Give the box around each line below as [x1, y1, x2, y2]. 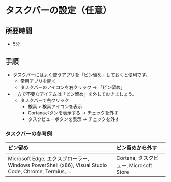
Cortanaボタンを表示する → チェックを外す [27, 110, 119, 116]
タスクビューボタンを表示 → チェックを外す [27, 116, 120, 122]
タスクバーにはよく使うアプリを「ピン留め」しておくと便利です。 [12, 72, 150, 78]
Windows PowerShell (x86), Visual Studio [8, 162, 107, 169]
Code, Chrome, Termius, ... [8, 168, 72, 175]
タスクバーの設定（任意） [5, 5, 112, 16]
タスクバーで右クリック [20, 97, 70, 103]
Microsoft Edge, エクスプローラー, [8, 155, 89, 162]
